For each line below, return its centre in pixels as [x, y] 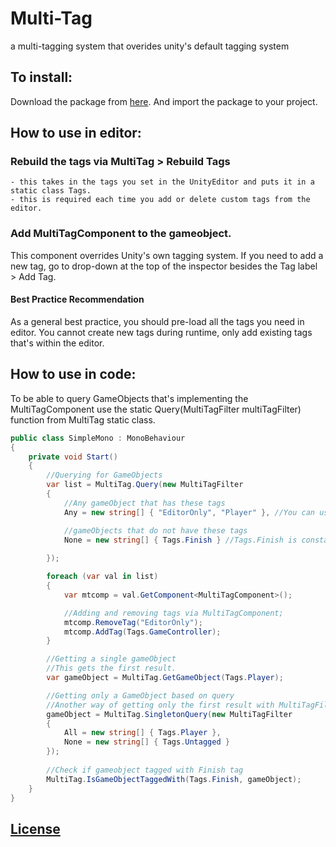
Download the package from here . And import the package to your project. [164, 101]
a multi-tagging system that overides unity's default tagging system [150, 46]
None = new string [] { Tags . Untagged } [146, 742]
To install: [41, 77]
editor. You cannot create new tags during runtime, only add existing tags [161, 332]
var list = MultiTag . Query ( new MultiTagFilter [145, 485]
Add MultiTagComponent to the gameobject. [121, 234]
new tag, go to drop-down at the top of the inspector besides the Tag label [164, 266]
